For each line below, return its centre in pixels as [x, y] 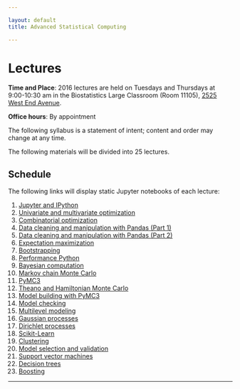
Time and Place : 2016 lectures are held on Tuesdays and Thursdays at [112, 88]
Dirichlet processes [47, 326]
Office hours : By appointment [52, 117]
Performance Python [49, 258]
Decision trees [40, 364]
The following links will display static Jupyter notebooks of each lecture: [114, 191]
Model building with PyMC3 [59, 296]
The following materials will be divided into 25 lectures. [89, 152]
